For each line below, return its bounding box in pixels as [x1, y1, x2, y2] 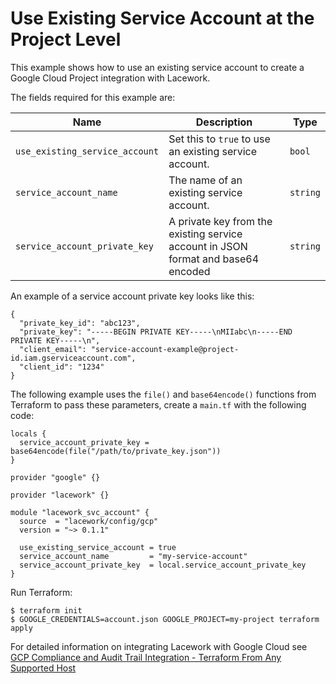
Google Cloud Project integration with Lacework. [10, 72, 211, 84]
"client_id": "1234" [19, 362, 105, 372]
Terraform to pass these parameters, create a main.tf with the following [10, 398, 307, 411]
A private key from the [168, 214, 273, 228]
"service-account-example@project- [90, 344, 240, 354]
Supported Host [10, 662, 77, 674]
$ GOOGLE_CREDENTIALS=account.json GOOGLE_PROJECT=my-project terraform [10, 614, 320, 624]
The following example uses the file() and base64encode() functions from [10, 388, 317, 400]
